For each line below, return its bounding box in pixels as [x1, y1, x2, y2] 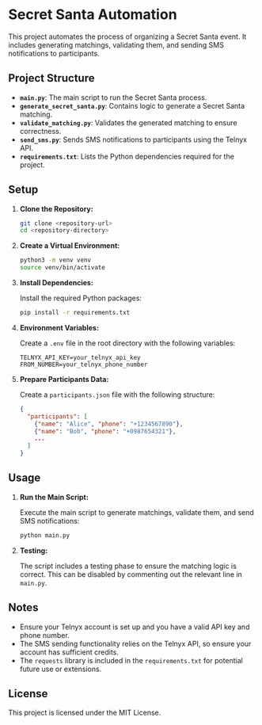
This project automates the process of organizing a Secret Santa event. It [8, 32, 247, 41]
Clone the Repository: [19, 204, 93, 213]
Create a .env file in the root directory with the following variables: [19, 338, 236, 348]
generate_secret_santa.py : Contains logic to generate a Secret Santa [19, 101, 245, 110]
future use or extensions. [19, 664, 102, 673]
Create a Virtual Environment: [19, 241, 120, 250]
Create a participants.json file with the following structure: [19, 390, 215, 399]
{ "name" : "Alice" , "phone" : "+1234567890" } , [34, 420, 184, 428]
